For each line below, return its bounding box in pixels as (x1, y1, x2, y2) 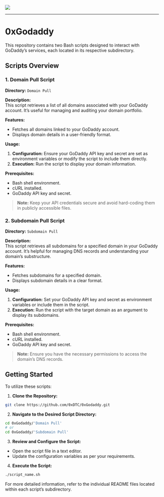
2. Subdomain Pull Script (5, 217, 65, 224)
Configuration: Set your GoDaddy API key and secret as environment (12, 296, 152, 302)
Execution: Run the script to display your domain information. (12, 161, 136, 166)
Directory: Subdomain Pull (5, 228, 58, 234)
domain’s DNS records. (17, 356, 63, 362)
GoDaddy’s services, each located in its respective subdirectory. (5, 47, 135, 53)
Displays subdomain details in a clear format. (12, 277, 103, 284)
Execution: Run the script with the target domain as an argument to (12, 307, 148, 313)
